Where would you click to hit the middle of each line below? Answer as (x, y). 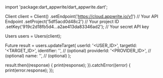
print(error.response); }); (30, 70)
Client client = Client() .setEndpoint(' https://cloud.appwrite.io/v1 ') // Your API (82, 16)
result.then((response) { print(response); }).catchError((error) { (68, 65)
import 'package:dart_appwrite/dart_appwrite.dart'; (56, 7)
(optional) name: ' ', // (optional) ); (38, 56)
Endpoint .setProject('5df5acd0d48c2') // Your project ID (62, 22)
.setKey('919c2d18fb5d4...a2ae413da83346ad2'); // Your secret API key (77, 27)
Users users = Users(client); (33, 36)
